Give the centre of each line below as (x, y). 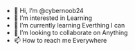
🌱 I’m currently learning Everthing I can (69, 25)
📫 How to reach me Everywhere (60, 40)
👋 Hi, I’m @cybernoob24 (49, 11)
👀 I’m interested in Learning (53, 18)
